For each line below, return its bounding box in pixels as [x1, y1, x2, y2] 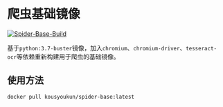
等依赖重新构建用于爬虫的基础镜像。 [16, 52, 120, 61]
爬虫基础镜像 [7, 6, 81, 22]
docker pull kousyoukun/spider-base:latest [7, 93, 135, 100]
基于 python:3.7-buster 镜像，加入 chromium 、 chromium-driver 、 [7, 43, 186, 52]
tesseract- [186, 45, 217, 52]
